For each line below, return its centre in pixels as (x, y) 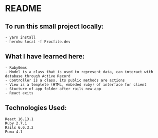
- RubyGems (16, 68)
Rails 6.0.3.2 (19, 127)
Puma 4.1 (14, 132)
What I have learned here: (45, 56)
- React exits (19, 93)
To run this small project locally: (54, 26)
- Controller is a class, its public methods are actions (65, 80)
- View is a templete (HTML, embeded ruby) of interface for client (76, 84)
